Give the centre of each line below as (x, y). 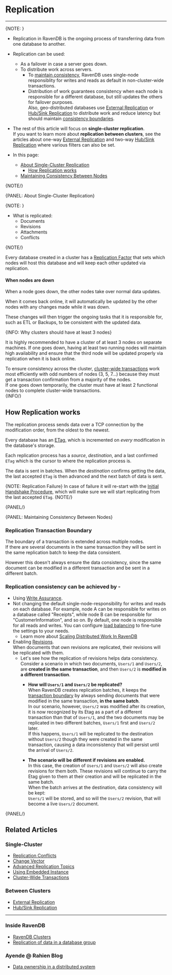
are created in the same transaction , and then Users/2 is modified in (93, 669)
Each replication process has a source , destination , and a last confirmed (81, 455)
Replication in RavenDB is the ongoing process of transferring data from (89, 38)
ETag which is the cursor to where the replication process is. (68, 461)
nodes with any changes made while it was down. (58, 307)
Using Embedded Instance (41, 872)
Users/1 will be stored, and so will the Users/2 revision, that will (94, 798)
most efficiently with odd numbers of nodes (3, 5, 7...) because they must (82, 374)
